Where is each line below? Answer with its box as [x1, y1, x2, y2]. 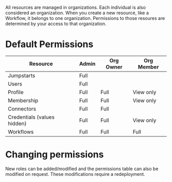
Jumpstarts [8, 72, 35, 79]
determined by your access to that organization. [5, 20, 106, 27]
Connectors [8, 105, 36, 112]
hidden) [8, 120, 27, 127]
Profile [8, 88, 24, 96]
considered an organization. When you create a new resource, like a [5, 10, 149, 16]
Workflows [8, 128, 34, 135]
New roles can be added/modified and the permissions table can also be [5, 166, 159, 172]
